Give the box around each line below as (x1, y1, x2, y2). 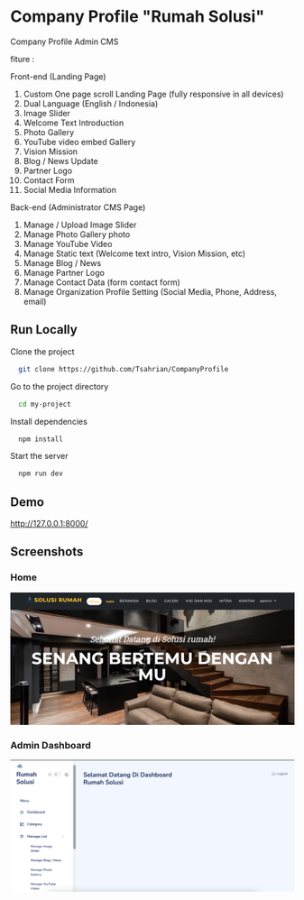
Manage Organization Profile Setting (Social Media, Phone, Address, (23, 286, 278, 297)
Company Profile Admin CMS (10, 36, 119, 47)
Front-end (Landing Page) (10, 70, 106, 82)
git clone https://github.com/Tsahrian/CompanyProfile (18, 364, 229, 373)
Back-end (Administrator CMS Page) (10, 201, 146, 213)
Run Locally (10, 322, 78, 337)
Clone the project (10, 345, 75, 357)
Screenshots (10, 544, 84, 560)
